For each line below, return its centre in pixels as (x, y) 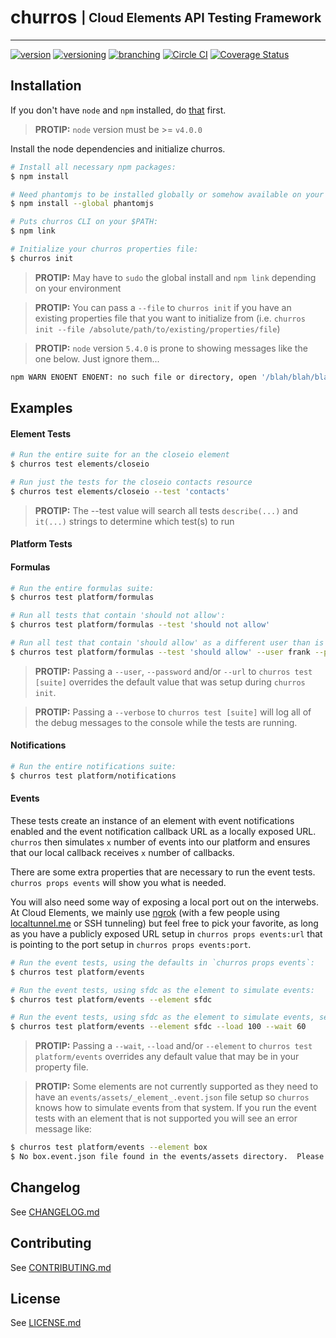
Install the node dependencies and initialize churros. (118, 148)
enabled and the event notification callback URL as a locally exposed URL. (163, 831)
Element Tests (41, 433)
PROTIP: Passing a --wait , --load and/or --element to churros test (173, 1046)
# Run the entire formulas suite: (82, 588)
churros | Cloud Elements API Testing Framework (166, 17)
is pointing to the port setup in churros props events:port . (131, 944)
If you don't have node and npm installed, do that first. (118, 110)
